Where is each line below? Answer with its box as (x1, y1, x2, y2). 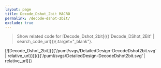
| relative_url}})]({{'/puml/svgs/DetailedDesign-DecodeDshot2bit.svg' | (5, 53, 146, 59)
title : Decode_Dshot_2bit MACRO (5, 11, 70, 16)
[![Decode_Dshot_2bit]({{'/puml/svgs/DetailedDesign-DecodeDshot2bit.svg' (5, 48, 157, 54)
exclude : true (5, 20, 34, 25)
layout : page (5, 7, 31, 12)
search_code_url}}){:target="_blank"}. (16, 39, 93, 45)
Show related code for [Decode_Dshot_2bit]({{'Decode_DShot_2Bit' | (16, 34, 154, 39)
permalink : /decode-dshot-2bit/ (5, 16, 70, 21)
